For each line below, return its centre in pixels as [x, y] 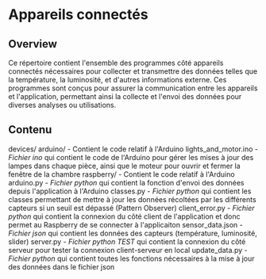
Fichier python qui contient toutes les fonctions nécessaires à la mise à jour [132, 258]
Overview [33, 44]
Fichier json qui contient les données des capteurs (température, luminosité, [133, 233]
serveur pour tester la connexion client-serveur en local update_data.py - [128, 250]
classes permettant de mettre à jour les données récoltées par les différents [132, 199]
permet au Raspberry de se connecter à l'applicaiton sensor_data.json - [126, 224]
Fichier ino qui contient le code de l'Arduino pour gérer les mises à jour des [131, 157]
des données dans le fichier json [62, 266]
